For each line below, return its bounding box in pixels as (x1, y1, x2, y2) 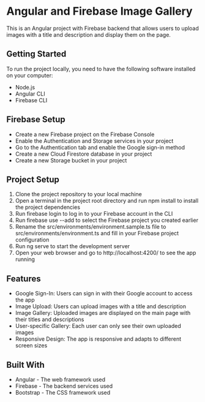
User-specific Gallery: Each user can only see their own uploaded (15, 322, 182, 330)
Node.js (15, 83, 35, 91)
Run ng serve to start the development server (15, 243, 130, 250)
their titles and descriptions (15, 316, 84, 323)
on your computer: (6, 72, 53, 79)
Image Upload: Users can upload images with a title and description (15, 303, 187, 310)
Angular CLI (15, 90, 45, 97)
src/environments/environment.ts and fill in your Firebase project (15, 230, 179, 237)
